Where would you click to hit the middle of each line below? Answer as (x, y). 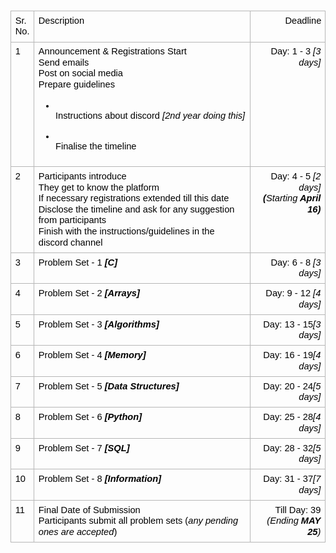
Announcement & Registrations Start (112, 51)
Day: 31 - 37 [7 (292, 478)
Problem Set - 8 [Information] (100, 478)
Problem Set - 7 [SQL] (84, 448)
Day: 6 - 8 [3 (296, 262)
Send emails (64, 62)
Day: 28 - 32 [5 (292, 448)
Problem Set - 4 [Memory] (92, 355)
